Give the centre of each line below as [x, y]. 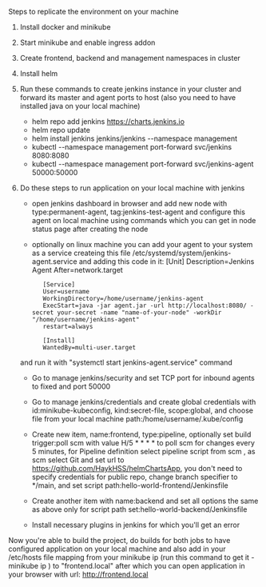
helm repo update [61, 130]
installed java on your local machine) [80, 106]
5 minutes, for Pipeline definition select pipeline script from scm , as [143, 451]
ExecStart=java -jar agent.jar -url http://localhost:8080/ [145, 305]
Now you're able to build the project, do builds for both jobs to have [119, 540]
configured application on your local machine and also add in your [117, 549]
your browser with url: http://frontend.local [78, 574]
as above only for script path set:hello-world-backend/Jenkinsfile [139, 509]
